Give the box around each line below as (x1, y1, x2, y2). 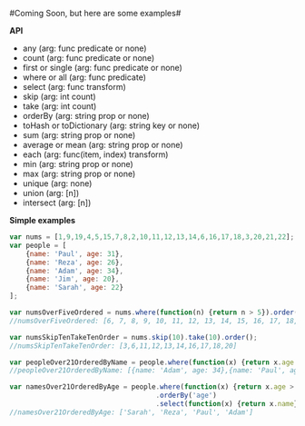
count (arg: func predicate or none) (22, 53, 155, 63)
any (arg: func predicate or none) (22, 43, 147, 54)
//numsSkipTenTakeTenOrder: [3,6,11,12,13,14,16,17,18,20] (9, 341, 238, 351)
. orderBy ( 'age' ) (155, 391, 218, 401)
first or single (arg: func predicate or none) (22, 63, 183, 73)
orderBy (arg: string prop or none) (22, 111, 150, 121)
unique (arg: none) (22, 178, 93, 189)
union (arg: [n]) (22, 188, 80, 198)
